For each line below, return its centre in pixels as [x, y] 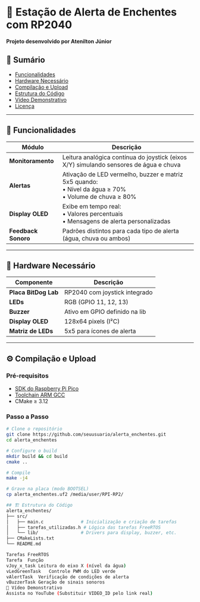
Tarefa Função [25, 560]
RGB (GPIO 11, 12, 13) [97, 302]
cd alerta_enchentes [32, 440]
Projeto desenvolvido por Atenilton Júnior [59, 41]
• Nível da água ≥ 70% [94, 189]
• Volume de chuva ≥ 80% [99, 196]
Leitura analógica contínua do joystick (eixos [125, 157]
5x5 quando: [80, 182]
